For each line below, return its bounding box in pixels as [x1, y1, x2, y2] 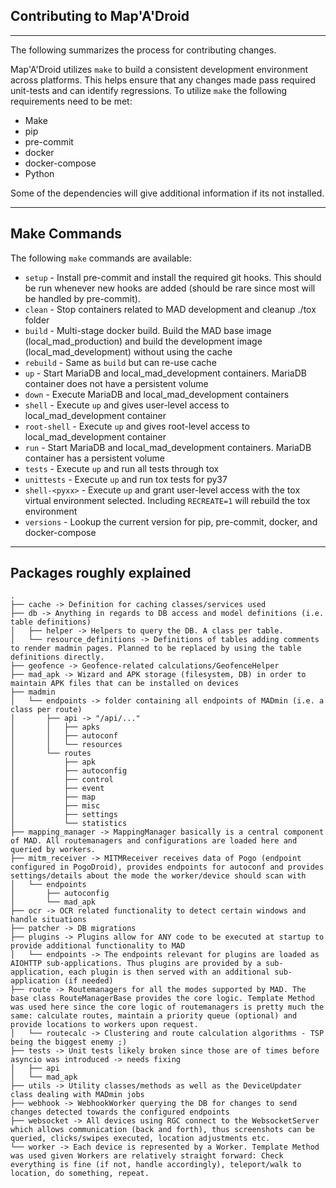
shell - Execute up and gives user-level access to [24, 399, 230, 411]
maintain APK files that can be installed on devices [10, 679, 240, 689]
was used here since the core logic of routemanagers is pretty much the [10, 1002, 325, 1013]
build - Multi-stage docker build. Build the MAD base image [24, 324, 272, 336]
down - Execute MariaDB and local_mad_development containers [24, 388, 290, 400]
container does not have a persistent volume [24, 377, 209, 389]
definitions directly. [10, 652, 105, 663]
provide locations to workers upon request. [10, 1020, 199, 1030]
